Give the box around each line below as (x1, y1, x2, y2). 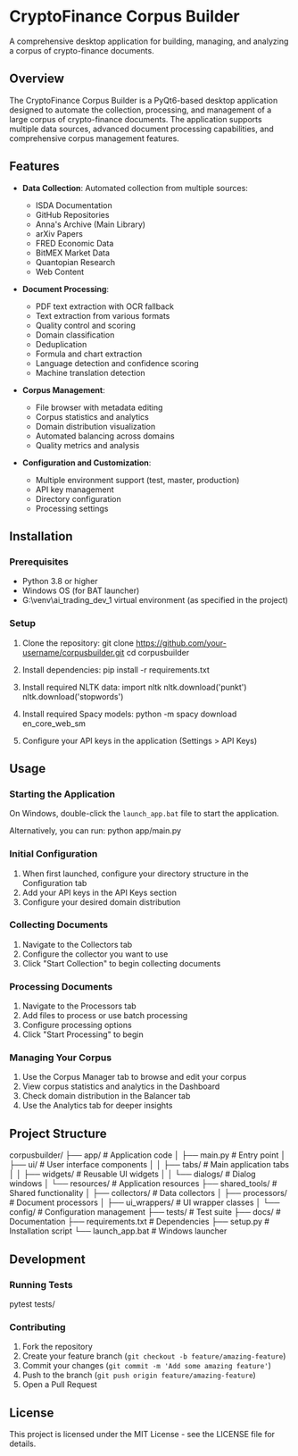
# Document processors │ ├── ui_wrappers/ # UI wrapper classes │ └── (9, 1197, 280, 1208)
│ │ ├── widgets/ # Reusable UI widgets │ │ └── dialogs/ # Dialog (9, 1168, 256, 1180)
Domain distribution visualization (35, 421, 156, 431)
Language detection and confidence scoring (35, 357, 199, 368)
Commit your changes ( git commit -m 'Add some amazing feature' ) (21, 1360, 272, 1371)
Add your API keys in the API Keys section (21, 887, 177, 898)
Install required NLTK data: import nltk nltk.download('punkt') (21, 682, 247, 692)
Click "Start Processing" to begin (21, 1029, 145, 1040)
